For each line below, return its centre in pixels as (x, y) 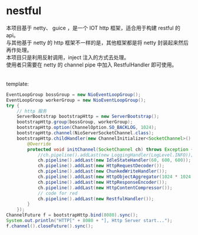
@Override (39, 144)
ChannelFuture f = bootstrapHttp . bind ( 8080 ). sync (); (72, 215)
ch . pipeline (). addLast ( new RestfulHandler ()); (96, 198)
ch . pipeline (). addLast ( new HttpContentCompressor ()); (105, 188)
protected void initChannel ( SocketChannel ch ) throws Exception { (110, 149)
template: (18, 84)
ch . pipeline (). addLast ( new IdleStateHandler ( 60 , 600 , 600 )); (114, 160)
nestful (24, 11)
